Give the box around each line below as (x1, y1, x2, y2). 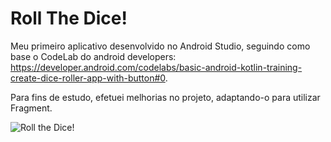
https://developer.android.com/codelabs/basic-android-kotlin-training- (10, 61, 303, 73)
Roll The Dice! (10, 7, 128, 30)
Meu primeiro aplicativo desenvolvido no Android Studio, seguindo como (10, 40, 311, 52)
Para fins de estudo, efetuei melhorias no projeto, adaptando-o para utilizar (10, 91, 321, 103)
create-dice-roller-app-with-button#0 (10, 72, 166, 84)
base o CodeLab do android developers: (10, 50, 177, 62)
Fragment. (10, 102, 53, 114)
